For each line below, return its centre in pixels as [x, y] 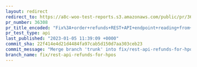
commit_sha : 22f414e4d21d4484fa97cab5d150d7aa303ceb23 [74, 44]
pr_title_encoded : [28, 28]
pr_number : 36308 [27, 22]
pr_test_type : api [28, 33]
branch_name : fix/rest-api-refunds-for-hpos [61, 55]
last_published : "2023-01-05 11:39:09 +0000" [62, 38]
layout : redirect [27, 11]
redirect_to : [21, 17]
